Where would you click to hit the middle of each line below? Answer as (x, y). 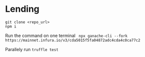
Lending (22, 9)
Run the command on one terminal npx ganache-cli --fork (66, 35)
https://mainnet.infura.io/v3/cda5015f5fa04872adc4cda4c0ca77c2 (73, 40)
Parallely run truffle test (32, 49)
